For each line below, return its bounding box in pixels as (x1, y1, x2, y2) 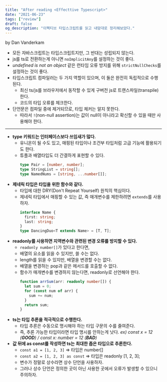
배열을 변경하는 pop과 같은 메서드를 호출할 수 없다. (19, 263, 118, 269)
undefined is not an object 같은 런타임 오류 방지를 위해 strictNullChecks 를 (12, 62, 162, 68)
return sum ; (24, 302, 49, 307)
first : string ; (24, 214, 56, 219)
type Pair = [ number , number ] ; (19, 163, 85, 168)
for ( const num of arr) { (24, 288, 78, 293)
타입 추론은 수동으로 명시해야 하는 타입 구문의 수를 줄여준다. (19, 323, 136, 329)
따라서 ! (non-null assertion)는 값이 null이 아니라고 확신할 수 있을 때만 (19, 112, 156, 118)
